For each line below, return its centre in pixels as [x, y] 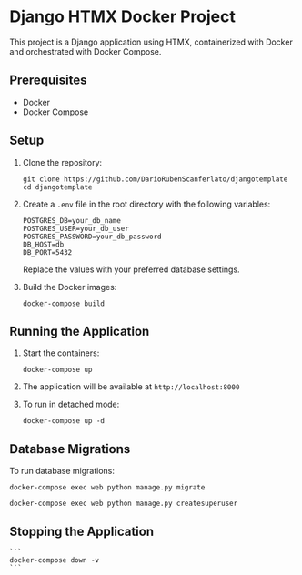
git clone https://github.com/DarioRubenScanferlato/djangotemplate [155, 179]
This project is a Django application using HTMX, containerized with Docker [151, 42]
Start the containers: [61, 353]
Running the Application [80, 331]
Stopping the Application [82, 531]
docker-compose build [63, 303]
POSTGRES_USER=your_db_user [75, 228]
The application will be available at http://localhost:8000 [131, 387]
